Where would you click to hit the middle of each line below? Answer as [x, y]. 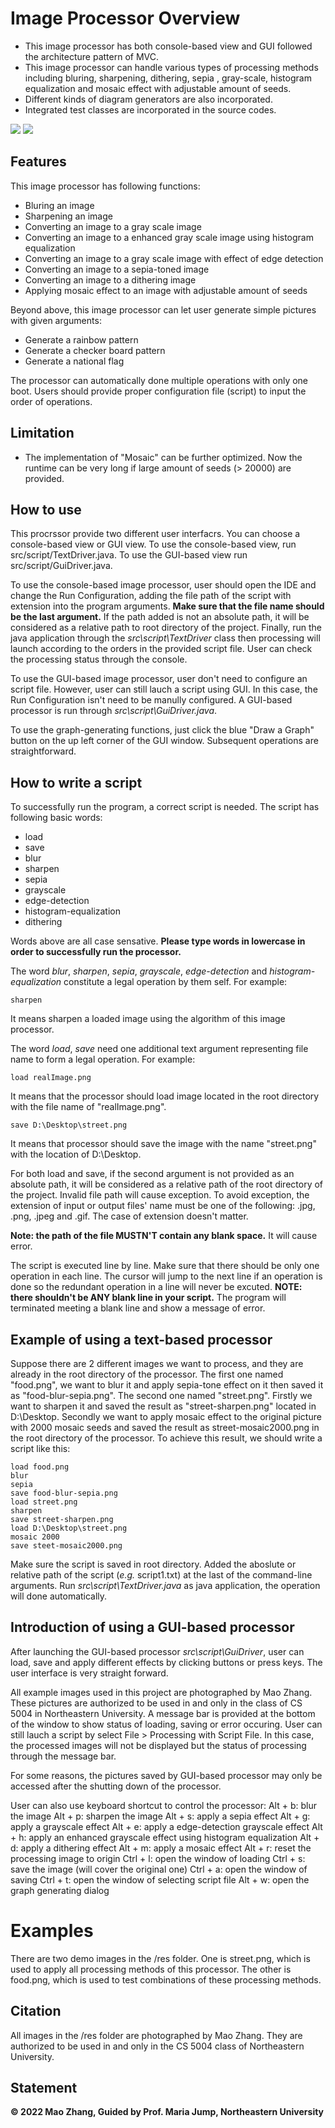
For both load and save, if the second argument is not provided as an [152, 1174]
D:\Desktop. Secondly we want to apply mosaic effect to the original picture [166, 1416]
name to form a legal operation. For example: [103, 1059]
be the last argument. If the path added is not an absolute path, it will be [160, 617]
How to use [46, 509]
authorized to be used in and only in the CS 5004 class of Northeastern [157, 2046]
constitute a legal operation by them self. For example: [175, 982]
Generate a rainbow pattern [81, 339]
